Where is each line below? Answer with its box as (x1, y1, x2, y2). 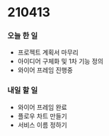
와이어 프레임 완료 (17, 103, 67, 111)
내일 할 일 (7, 86, 38, 96)
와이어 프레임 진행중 (17, 66, 73, 74)
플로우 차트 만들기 (17, 111, 67, 120)
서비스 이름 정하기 (17, 120, 67, 129)
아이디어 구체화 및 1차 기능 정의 (17, 57, 104, 66)
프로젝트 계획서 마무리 (17, 48, 79, 57)
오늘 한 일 (7, 31, 38, 41)
